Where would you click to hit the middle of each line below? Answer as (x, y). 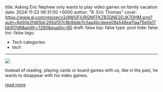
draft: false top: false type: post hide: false (116, 28)
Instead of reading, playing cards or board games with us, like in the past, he (81, 70)
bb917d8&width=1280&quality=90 (39, 28)
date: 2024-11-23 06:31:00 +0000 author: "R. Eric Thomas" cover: (71, 12)
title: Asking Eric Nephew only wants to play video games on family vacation (81, 7)
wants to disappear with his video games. (47, 75)
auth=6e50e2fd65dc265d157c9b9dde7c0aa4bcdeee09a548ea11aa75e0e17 (81, 22)
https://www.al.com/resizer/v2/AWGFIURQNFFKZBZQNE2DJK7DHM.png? (79, 17)
